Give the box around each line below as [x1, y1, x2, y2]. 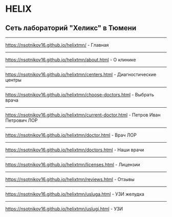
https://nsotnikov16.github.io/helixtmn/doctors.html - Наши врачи [5, 147, 144, 153]
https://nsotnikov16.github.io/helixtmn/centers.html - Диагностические [5, 71, 157, 77]
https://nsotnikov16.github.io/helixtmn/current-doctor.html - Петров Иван [5, 112, 161, 118]
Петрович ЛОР [5, 117, 38, 123]
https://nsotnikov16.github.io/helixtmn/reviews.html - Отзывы [5, 176, 135, 182]
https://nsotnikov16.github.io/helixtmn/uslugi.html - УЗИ [5, 206, 123, 212]
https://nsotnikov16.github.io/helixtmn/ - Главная [5, 42, 109, 48]
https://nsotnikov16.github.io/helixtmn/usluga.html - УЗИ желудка [5, 191, 144, 197]
